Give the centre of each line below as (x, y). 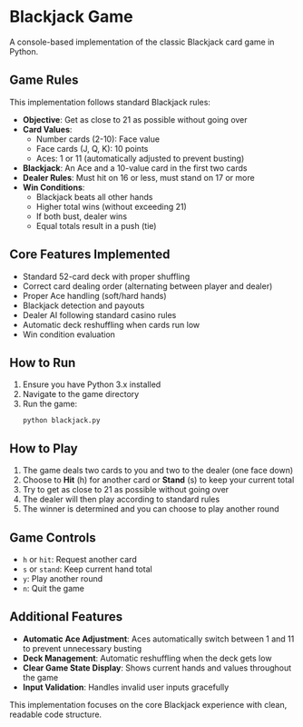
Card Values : (47, 129)
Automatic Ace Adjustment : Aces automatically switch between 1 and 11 (158, 639)
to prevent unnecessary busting (82, 648)
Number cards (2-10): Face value (98, 139)
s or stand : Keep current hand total (87, 569)
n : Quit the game (53, 588)
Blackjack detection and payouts (83, 305)
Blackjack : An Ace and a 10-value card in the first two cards (135, 168)
